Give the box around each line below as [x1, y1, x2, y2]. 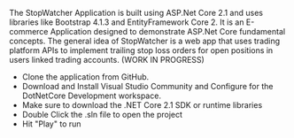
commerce [9, 27, 49, 36]
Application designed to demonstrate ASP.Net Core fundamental [50, 27, 286, 36]
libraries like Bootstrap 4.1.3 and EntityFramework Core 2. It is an [9, 17, 244, 27]
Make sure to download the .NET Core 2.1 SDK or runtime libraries [21, 100, 263, 110]
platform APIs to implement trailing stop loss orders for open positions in [9, 45, 274, 56]
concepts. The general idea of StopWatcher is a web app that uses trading [9, 35, 281, 46]
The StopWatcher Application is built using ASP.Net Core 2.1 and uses [9, 8, 264, 18]
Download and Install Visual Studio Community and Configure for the [21, 81, 274, 91]
